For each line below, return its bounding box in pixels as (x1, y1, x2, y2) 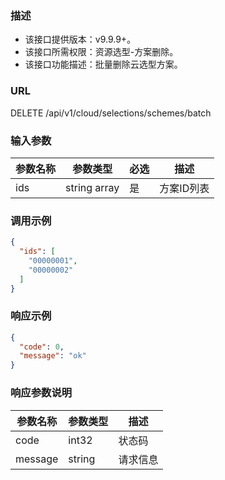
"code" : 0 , (19, 342, 65, 352)
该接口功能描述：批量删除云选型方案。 (24, 58, 183, 71)
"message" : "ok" (19, 351, 87, 361)
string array (65, 180, 120, 194)
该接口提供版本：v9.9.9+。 (24, 33, 137, 46)
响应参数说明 (10, 386, 73, 400)
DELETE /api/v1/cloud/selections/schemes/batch (10, 107, 212, 119)
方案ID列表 (159, 181, 210, 195)
